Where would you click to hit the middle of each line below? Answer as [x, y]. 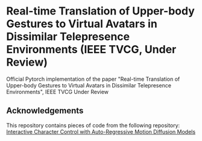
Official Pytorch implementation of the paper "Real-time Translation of [93, 79]
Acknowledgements [45, 111]
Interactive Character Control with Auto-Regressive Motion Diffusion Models [101, 131]
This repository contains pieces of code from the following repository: [93, 125]
